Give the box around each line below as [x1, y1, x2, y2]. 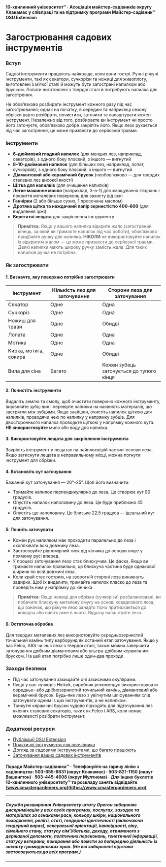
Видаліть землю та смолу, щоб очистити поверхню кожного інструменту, [5, 398, 161, 404]
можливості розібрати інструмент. [12, 713, 86, 719]
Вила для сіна [8, 367, 41, 374]
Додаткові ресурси [5, 725, 55, 732]
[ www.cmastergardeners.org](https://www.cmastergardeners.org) [5, 784, 147, 790]
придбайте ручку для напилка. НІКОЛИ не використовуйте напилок [17, 234, 161, 240]
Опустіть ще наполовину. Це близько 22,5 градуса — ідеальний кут [12, 510, 155, 516]
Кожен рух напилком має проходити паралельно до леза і [12, 537, 136, 543]
